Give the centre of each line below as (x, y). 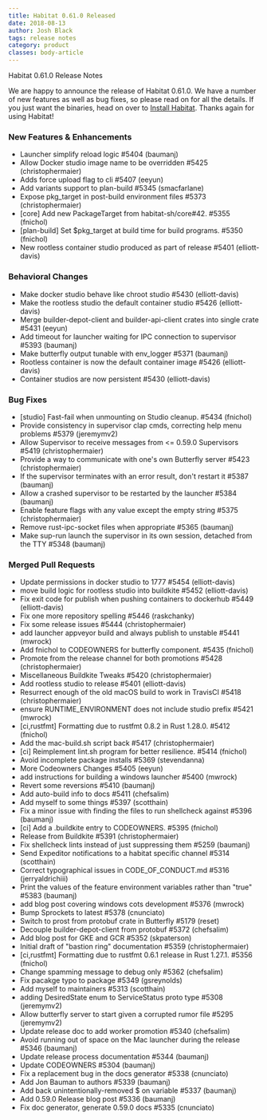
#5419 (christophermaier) (61, 451)
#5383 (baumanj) (48, 896)
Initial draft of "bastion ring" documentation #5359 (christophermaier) (134, 947)
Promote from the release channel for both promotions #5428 (121, 658)
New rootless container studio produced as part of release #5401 (127, 247)
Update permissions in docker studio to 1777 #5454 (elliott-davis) (127, 582)
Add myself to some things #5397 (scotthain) (94, 803)
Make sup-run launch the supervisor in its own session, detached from (136, 535)
